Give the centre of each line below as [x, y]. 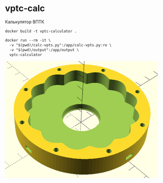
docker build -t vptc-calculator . [41, 31]
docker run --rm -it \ [28, 40]
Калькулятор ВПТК [25, 22]
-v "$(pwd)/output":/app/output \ [44, 50]
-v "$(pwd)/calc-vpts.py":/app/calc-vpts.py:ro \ [60, 45]
